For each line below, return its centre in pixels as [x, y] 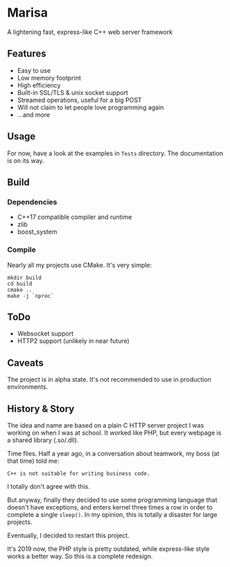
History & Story [41, 409]
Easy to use [34, 70]
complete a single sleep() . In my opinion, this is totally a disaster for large [112, 514]
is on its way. [26, 160]
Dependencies [32, 202]
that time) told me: [33, 461]
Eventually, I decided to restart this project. [68, 535]
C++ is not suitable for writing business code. [79, 473]
